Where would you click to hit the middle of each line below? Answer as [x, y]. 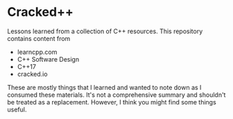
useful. [17, 109]
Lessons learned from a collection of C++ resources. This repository [105, 31]
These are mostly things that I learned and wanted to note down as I [104, 87]
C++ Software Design [48, 59]
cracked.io [32, 74]
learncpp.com [37, 52]
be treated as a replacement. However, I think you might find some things [112, 102]
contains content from [39, 38]
